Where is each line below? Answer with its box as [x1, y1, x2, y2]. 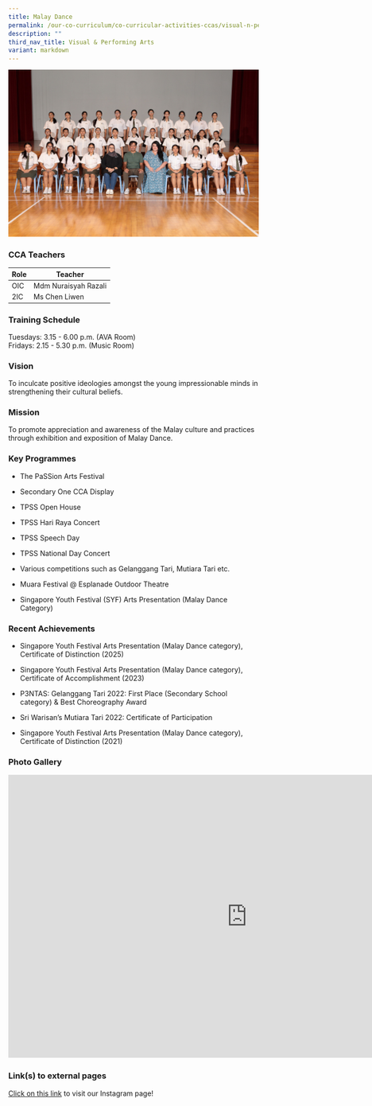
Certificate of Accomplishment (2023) [19, 673, 145, 683]
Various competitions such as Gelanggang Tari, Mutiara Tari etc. [19, 563, 231, 573]
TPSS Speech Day [19, 533, 80, 543]
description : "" [8, 29, 62, 37]
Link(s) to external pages [8, 1070, 107, 1081]
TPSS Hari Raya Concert [19, 517, 100, 527]
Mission [8, 407, 40, 418]
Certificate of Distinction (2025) [19, 649, 125, 660]
